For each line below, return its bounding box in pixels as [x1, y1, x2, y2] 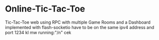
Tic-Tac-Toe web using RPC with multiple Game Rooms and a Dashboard [5, 19, 151, 25]
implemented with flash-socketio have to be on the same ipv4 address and [5, 24, 154, 30]
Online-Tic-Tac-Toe [5, 3, 85, 14]
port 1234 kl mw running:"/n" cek [5, 29, 72, 35]
